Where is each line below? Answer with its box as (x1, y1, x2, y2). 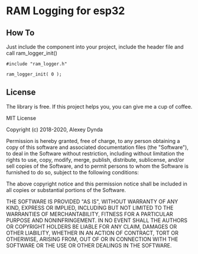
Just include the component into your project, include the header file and (6, 43, 184, 50)
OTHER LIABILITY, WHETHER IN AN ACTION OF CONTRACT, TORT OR (6, 229, 178, 236)
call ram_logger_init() (6, 50, 58, 57)
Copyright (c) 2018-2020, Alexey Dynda (6, 126, 103, 133)
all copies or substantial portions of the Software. (6, 186, 126, 193)
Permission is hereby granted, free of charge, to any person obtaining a (6, 137, 180, 144)
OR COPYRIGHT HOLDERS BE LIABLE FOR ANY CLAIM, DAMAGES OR (6, 223, 177, 230)
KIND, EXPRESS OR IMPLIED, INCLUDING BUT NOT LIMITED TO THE (6, 204, 174, 211)
